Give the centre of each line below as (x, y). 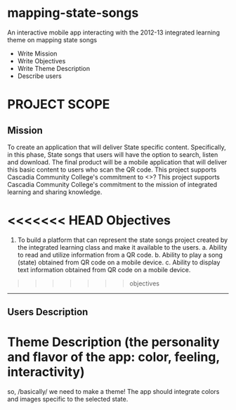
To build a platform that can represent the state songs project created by (123, 240)
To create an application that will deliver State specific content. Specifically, (117, 147)
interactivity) (46, 372)
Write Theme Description (53, 68)
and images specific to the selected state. (68, 399)
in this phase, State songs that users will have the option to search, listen (113, 154)
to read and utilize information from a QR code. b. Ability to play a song (120, 255)
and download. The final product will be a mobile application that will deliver (117, 162)
